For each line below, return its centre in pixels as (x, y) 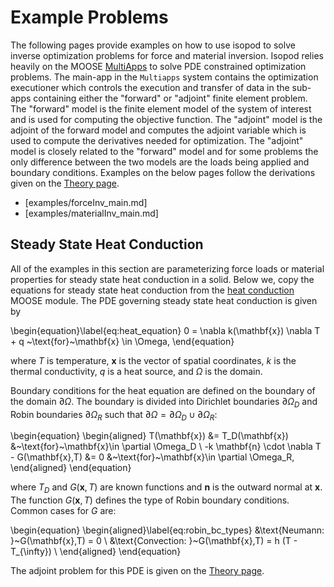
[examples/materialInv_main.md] (91, 213)
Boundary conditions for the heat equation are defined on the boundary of (163, 390)
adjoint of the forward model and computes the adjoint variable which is (158, 130)
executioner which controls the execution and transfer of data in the (150, 87)
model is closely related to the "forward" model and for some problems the (164, 151)
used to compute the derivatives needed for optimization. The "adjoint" (157, 140)
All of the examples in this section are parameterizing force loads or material (167, 268)
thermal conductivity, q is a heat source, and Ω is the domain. (136, 371)
